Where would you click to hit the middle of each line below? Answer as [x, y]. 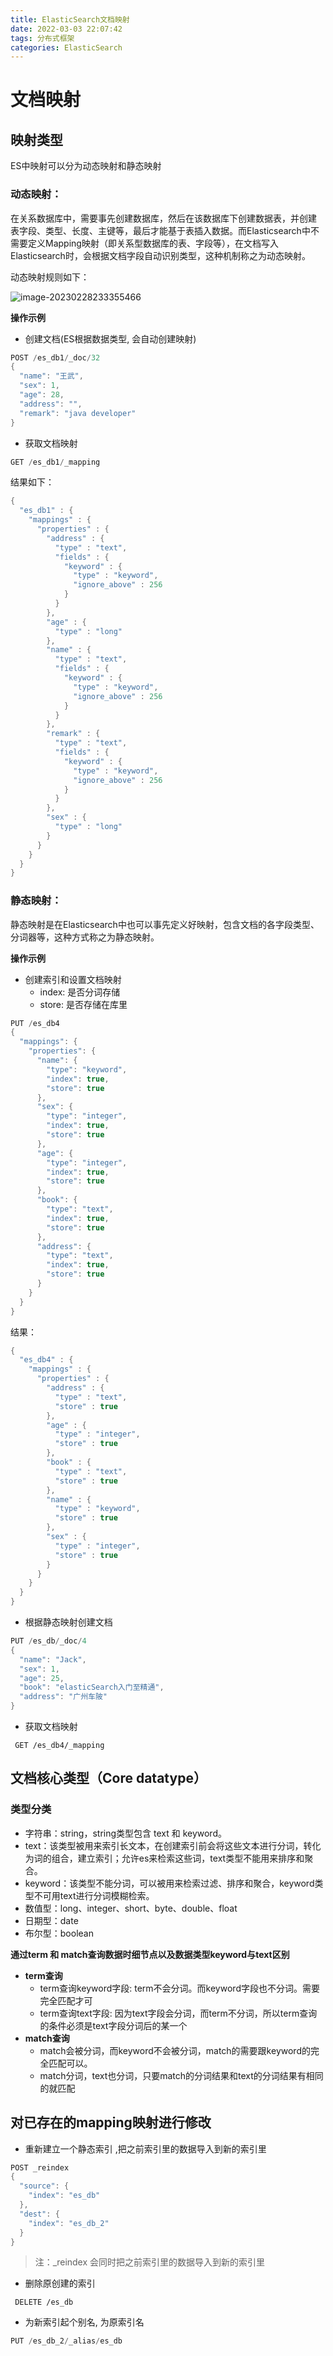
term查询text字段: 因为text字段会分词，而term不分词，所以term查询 [178, 2013]
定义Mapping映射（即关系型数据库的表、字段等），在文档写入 [153, 243]
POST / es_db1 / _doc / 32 [55, 357]
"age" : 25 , [42, 1678]
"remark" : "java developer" [78, 413]
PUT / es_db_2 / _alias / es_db [66, 2341]
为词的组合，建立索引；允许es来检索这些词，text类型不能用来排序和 [164, 1858]
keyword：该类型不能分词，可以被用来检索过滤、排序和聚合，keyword [169, 1883]
